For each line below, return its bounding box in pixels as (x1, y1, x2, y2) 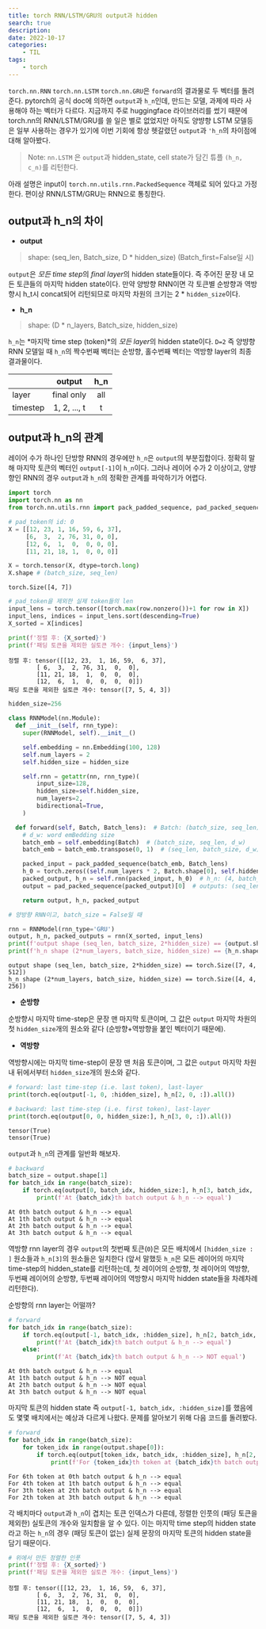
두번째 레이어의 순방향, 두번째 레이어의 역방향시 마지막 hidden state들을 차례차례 (8, 1273, 258, 1283)
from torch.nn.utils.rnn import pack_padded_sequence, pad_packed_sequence (8, 504, 264, 512)
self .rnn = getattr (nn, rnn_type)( (22, 772, 140, 781)
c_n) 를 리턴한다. (27, 162, 78, 171)
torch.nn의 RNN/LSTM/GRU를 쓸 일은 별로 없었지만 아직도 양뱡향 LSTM (8, 116, 233, 125)
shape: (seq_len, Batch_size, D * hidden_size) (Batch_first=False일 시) (27, 252, 255, 262)
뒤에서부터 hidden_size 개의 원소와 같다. (16, 1068, 140, 1076)
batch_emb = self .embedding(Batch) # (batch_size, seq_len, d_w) (22, 838, 246, 847)
